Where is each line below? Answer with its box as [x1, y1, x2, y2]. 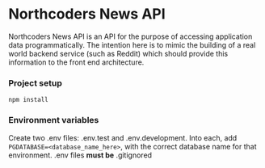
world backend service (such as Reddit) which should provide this [8, 48, 229, 58]
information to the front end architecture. [8, 57, 145, 67]
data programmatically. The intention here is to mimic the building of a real [8, 40, 256, 49]
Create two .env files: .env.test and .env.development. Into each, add [8, 132, 238, 142]
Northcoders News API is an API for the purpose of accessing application [8, 31, 253, 41]
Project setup [8, 78, 62, 89]
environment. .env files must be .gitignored [8, 150, 152, 160]
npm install [8, 96, 48, 104]
